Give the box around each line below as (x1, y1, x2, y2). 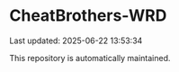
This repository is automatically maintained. (9, 52, 171, 63)
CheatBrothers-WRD (9, 5, 167, 26)
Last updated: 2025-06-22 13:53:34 (9, 35, 143, 46)
